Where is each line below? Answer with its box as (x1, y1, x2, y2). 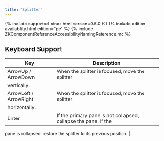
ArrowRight (7, 96, 34, 103)
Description (92, 60, 121, 67)
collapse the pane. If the (56, 118, 112, 125)
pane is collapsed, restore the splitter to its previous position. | (5, 131, 130, 137)
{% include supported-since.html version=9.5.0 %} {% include (5, 21, 131, 26)
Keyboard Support (5, 45, 62, 54)
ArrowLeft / (7, 90, 34, 97)
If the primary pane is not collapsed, (56, 112, 139, 119)
